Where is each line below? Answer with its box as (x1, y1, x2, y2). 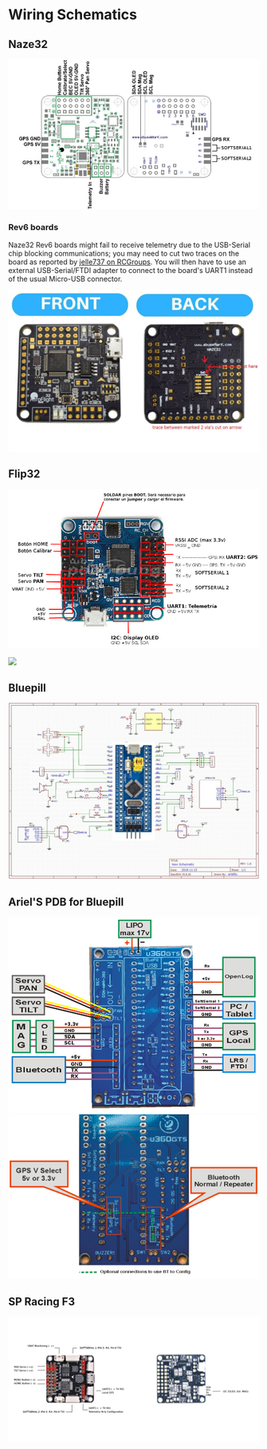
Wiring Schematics (8, 6, 138, 24)
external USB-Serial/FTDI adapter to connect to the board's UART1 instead (8, 265, 253, 275)
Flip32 (8, 467, 41, 481)
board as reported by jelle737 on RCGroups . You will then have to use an (8, 257, 247, 267)
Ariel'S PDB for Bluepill (8, 895, 124, 909)
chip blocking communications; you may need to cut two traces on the (8, 248, 240, 258)
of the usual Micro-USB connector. (8, 274, 123, 283)
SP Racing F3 (8, 1295, 76, 1308)
